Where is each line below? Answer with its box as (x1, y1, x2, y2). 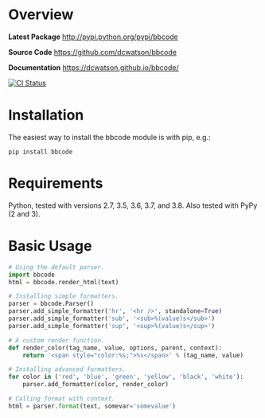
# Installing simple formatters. (8, 292, 119, 300)
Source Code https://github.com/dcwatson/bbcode (8, 47, 177, 57)
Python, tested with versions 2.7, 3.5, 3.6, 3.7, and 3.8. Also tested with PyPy (8, 201, 258, 210)
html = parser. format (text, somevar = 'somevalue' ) (8, 402, 177, 410)
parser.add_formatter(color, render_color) (22, 381, 170, 389)
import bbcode (8, 271, 56, 279)
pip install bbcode (8, 147, 73, 156)
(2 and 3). (8, 209, 41, 218)
